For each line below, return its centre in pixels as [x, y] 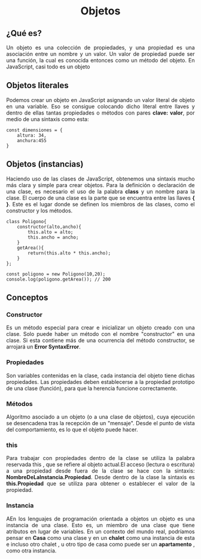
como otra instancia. [31, 551]
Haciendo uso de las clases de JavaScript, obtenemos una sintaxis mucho [100, 179]
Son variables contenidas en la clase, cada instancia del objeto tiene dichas [100, 375]
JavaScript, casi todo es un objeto [48, 67]
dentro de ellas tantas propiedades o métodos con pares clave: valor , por [100, 113]
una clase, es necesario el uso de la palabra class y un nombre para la [100, 191]
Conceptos [27, 298]
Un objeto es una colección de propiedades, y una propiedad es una [100, 47]
